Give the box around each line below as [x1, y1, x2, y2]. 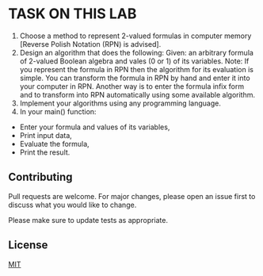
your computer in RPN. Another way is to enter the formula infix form [19, 81, 244, 91]
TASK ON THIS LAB [8, 5, 137, 23]
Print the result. [19, 148, 71, 157]
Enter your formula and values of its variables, [19, 122, 170, 132]
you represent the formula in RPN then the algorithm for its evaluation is [19, 64, 253, 74]
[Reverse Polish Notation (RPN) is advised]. [19, 39, 162, 48]
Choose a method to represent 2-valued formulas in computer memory [19, 31, 252, 40]
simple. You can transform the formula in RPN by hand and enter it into [19, 73, 251, 82]
